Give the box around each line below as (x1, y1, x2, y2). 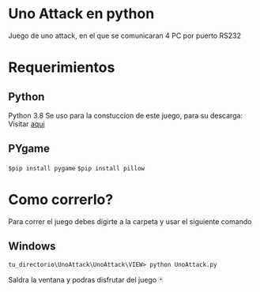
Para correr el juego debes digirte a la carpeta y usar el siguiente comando (8, 216, 252, 226)
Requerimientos (8, 58, 115, 77)
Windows (8, 240, 56, 253)
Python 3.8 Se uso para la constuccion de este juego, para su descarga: (8, 110, 243, 120)
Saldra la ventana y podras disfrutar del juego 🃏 (8, 275, 164, 284)
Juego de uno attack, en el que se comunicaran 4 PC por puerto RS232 (8, 31, 241, 40)
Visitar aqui (8, 119, 45, 129)
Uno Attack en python (8, 5, 155, 23)
